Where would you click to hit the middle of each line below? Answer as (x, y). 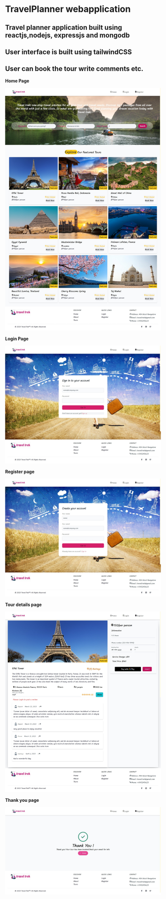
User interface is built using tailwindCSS (69, 52)
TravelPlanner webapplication (68, 9)
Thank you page (22, 800)
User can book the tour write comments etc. (74, 69)
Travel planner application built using (64, 28)
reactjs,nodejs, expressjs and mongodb (67, 35)
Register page (20, 472)
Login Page (17, 339)
